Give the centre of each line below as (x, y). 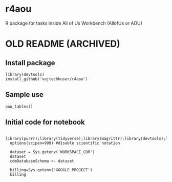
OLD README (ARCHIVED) (63, 44)
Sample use (24, 95)
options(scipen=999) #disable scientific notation (65, 143)
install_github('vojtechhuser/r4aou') (47, 79)
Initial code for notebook (45, 122)
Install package (30, 63)
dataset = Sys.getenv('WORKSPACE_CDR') (52, 152)
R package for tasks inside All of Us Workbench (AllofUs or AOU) (74, 23)
